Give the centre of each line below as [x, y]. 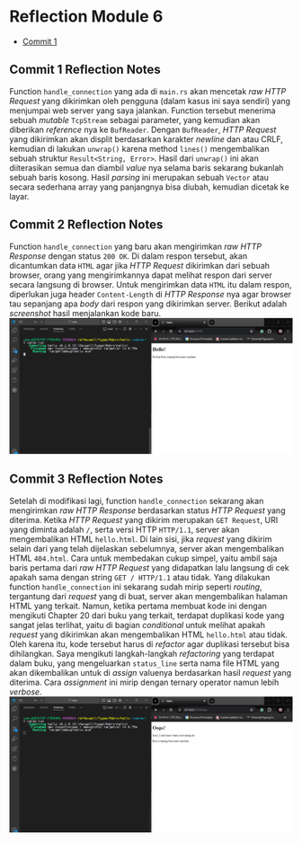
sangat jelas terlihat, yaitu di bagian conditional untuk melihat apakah [137, 625]
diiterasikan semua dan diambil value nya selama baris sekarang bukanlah [147, 167]
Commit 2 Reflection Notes [86, 225]
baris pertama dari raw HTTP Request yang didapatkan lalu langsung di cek [149, 567]
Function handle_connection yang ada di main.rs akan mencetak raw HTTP [148, 91]
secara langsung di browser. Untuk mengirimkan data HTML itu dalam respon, [151, 284]
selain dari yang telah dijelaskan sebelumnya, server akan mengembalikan [147, 548]
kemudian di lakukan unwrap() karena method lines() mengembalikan [139, 148]
